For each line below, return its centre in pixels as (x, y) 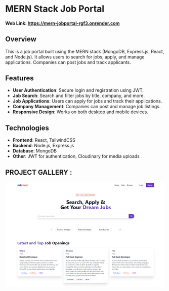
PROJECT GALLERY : (39, 172)
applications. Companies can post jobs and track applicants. (68, 62)
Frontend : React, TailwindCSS (44, 140)
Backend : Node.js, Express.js (43, 146)
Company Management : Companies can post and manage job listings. (87, 107)
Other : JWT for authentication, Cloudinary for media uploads (76, 156)
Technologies (27, 128)
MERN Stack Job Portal (55, 9)
